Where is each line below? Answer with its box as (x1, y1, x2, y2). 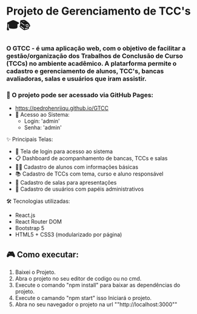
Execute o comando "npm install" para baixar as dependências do (15, 281, 181, 289)
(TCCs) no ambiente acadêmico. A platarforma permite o (6, 60, 177, 68)
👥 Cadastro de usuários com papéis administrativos (15, 185, 144, 193)
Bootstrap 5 (15, 225, 45, 232)
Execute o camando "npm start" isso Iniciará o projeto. (15, 295, 152, 302)
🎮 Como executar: (6, 249, 79, 259)
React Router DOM (15, 218, 62, 225)
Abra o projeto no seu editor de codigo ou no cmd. (15, 275, 142, 282)
